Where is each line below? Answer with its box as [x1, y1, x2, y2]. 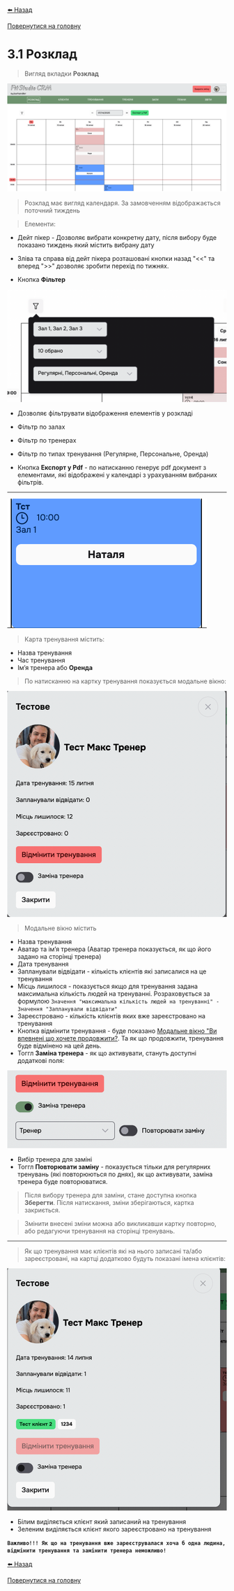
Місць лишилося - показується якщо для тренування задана [17, 982, 198, 991]
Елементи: [24, 220, 56, 228]
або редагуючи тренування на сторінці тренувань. [24, 1227, 175, 1236]
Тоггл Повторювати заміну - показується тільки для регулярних [17, 1163, 211, 1171]
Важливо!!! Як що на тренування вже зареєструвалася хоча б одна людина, [7, 1540, 226, 1547]
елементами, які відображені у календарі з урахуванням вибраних [17, 471, 217, 479]
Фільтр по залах [17, 422, 65, 431]
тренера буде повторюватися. [17, 1178, 108, 1186]
